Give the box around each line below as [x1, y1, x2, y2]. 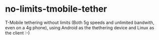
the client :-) [5, 30, 30, 36]
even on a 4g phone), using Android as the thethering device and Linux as [5, 24, 155, 30]
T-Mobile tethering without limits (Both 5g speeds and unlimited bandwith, [5, 20, 155, 25]
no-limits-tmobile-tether [5, 3, 107, 15]
